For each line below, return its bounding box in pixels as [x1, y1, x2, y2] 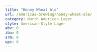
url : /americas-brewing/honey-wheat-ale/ [5, 12, 93, 17]
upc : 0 [5, 40, 19, 45]
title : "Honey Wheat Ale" [5, 7, 59, 12]
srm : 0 [5, 35, 19, 40]
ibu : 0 [5, 30, 19, 35]
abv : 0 [5, 26, 19, 31]
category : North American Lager [5, 16, 72, 21]
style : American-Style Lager [5, 21, 66, 26]
